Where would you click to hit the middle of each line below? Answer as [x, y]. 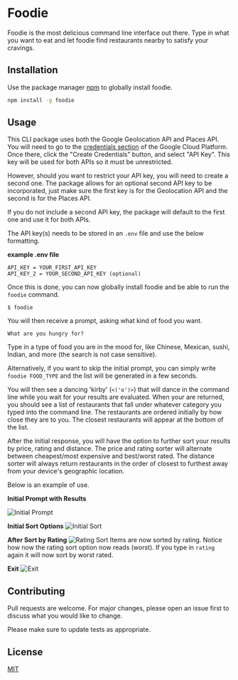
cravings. [21, 48]
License [25, 652]
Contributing [36, 591]
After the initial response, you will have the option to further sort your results [119, 441]
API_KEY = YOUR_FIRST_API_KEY [52, 268]
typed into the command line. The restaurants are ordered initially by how [115, 412]
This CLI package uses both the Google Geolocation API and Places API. [113, 139]
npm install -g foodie [41, 100]
